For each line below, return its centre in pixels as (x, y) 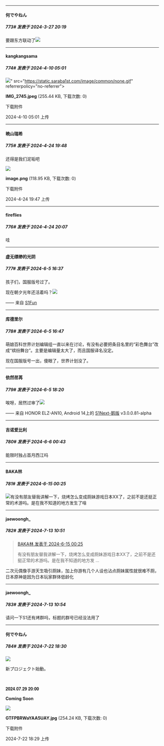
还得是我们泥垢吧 (23, 159)
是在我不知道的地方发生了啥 (59, 503)
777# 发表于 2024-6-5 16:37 (35, 269)
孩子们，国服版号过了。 (29, 282)
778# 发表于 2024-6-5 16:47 (35, 331)
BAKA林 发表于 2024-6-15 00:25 (50, 544)
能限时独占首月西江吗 (27, 455)
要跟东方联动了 (20, 40)
